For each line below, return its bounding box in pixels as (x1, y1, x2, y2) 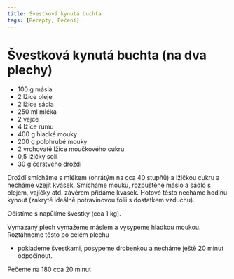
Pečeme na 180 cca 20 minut (7, 265, 91, 274)
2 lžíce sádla (17, 100, 54, 109)
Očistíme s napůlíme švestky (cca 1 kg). (7, 209, 121, 218)
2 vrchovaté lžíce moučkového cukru (17, 145, 125, 153)
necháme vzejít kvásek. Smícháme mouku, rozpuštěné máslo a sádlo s (7, 181, 212, 190)
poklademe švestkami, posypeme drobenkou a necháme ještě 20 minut (17, 244, 224, 253)
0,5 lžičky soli (17, 153, 57, 161)
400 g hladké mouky (17, 130, 78, 138)
